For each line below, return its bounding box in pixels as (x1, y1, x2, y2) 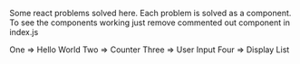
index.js (9, 27, 39, 37)
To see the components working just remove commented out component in (9, 17, 290, 28)
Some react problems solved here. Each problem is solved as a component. (9, 8, 292, 18)
